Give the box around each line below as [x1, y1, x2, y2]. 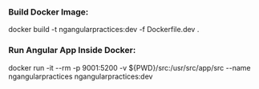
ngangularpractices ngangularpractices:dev [8, 71, 153, 81]
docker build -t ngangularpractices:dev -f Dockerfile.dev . [8, 25, 200, 34]
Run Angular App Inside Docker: [8, 45, 136, 56]
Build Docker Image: [8, 6, 89, 18]
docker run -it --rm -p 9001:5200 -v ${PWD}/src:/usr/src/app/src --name [8, 63, 251, 72]
